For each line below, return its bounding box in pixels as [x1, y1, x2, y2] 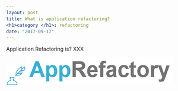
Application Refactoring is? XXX [6, 45, 84, 53]
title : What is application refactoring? [6, 15, 110, 22]
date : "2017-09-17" [6, 29, 55, 34]
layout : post [6, 10, 39, 15]
